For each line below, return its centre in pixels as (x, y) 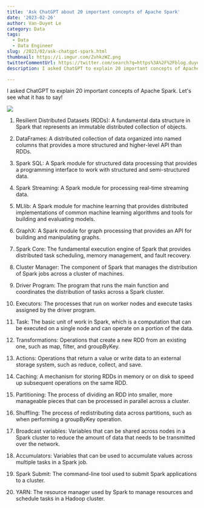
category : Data (26, 29)
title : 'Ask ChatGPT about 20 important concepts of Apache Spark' (94, 12)
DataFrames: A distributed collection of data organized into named (98, 139)
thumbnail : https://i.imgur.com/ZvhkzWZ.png (64, 57)
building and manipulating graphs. (58, 237)
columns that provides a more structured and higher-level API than (99, 145)
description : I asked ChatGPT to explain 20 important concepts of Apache (103, 68)
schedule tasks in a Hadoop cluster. (60, 499)
